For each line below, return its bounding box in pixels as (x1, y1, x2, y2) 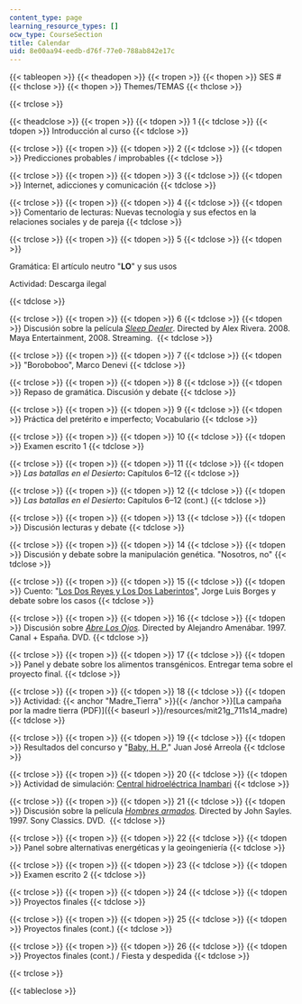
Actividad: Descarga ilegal (9, 279, 106, 290)
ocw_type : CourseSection (9, 30, 103, 39)
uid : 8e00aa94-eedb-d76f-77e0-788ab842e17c (9, 47, 176, 56)
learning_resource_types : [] (9, 22, 119, 31)
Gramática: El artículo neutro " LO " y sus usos (9, 261, 178, 272)
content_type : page (9, 13, 83, 23)
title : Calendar (9, 38, 70, 48)
